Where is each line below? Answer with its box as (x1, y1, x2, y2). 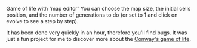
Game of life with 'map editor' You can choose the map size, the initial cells (6, 5, 191, 12)
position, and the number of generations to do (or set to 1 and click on (6, 11, 178, 18)
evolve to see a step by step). (6, 18, 79, 24)
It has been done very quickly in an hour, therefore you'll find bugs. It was (6, 29, 187, 36)
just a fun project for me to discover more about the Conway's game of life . (6, 36, 191, 42)
